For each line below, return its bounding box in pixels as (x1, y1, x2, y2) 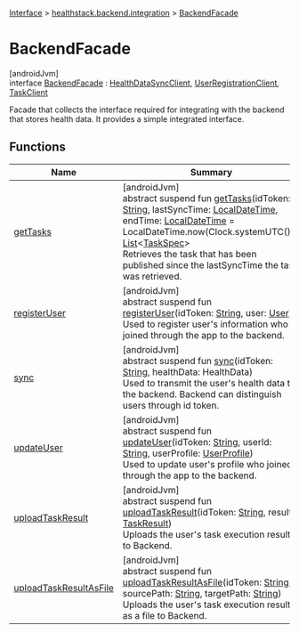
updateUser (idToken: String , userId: (122, 435, 272, 448)
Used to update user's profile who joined (122, 458, 293, 470)
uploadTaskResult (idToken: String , (122, 506, 266, 518)
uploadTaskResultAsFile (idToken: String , (122, 576, 292, 588)
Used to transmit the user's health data (122, 377, 286, 389)
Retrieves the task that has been (122, 248, 257, 260)
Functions (9, 140, 67, 155)
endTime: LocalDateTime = (122, 214, 236, 226)
